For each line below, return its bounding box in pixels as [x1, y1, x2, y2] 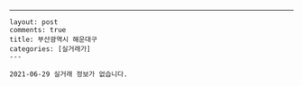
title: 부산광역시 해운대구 [9, 35, 97, 44]
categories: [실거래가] [9, 45, 91, 54]
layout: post [9, 18, 59, 27]
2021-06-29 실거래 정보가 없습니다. [9, 70, 128, 79]
